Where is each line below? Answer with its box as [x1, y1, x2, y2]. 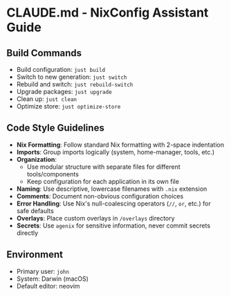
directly [16, 228, 39, 237]
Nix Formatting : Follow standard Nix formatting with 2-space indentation [16, 140, 224, 149]
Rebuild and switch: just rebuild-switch [16, 80, 133, 88]
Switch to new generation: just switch [16, 73, 127, 81]
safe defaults [16, 206, 55, 215]
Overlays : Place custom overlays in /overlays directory [16, 214, 175, 222]
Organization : [16, 155, 57, 163]
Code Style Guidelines [6, 122, 104, 134]
